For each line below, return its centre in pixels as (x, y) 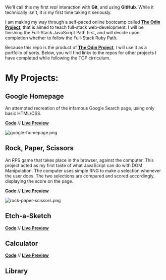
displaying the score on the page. (39, 181)
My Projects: (32, 78)
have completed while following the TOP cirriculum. (58, 58)
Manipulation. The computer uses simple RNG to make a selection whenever (83, 170)
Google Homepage (35, 96)
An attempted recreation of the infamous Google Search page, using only (80, 108)
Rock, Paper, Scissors (39, 148)
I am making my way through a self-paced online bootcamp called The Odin (83, 22)
